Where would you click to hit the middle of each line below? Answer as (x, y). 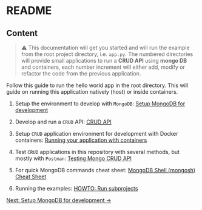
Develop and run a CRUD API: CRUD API (63, 122)
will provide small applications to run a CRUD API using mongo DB (104, 61)
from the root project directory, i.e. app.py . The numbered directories (107, 54)
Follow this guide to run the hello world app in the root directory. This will (97, 85)
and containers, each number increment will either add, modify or (103, 67)
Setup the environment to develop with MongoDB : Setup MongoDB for (100, 103)
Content (22, 33)
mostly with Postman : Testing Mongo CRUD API (73, 158)
